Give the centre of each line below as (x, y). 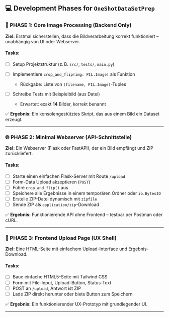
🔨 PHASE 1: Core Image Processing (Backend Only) (68, 25)
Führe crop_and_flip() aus (40, 187)
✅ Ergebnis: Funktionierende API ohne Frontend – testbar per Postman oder (84, 215)
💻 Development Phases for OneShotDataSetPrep (80, 8)
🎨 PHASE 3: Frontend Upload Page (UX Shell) (61, 238)
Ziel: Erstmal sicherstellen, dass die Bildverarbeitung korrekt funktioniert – (82, 36)
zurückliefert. (19, 153)
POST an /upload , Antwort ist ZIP (47, 288)
